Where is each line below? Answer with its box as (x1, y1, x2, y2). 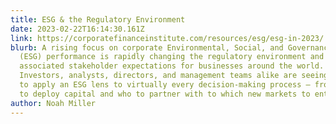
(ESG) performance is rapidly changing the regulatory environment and (19, 52, 325, 62)
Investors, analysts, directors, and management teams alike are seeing (19, 71, 329, 81)
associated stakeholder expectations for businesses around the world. (19, 61, 325, 71)
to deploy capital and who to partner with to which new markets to (19, 89, 311, 99)
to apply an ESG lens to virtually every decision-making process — (19, 80, 311, 90)
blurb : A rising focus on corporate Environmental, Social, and (10, 42, 284, 53)
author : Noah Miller (10, 98, 97, 108)
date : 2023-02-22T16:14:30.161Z (10, 24, 145, 34)
